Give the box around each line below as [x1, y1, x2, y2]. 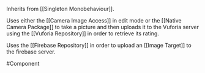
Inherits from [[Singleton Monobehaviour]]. [6, 5, 114, 12]
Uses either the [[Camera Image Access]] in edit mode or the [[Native [6, 17, 182, 24]
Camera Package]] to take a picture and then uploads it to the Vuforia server [6, 24, 199, 30]
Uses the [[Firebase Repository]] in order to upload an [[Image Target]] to [6, 42, 192, 49]
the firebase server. [6, 48, 56, 55]
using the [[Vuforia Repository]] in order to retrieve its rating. [6, 30, 159, 37]
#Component [6, 60, 40, 67]
